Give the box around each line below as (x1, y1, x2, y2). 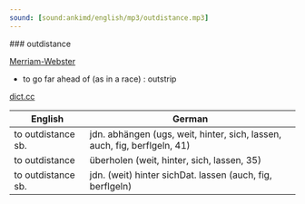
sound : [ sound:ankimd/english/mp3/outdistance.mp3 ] (9, 13, 209, 23)
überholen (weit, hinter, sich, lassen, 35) (89, 153, 261, 166)
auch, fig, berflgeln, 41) (89, 139, 191, 151)
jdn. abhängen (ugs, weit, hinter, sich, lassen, (89, 128, 282, 141)
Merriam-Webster (9, 55, 76, 66)
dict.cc (9, 91, 35, 102)
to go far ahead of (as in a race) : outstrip (22, 73, 177, 84)
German (172, 112, 209, 125)
